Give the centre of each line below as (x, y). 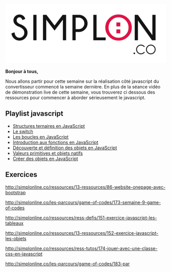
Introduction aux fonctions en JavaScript (55, 142)
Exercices (21, 175)
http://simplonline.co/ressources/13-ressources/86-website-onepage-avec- (86, 187)
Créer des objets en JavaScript (45, 158)
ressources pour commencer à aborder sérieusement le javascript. (76, 98)
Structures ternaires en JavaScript (49, 126)
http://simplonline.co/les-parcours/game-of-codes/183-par (68, 264)
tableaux (15, 223)
